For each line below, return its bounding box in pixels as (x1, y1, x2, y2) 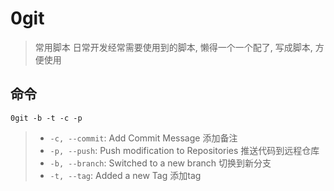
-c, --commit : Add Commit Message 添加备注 (49, 132, 238, 144)
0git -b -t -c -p (10, 113, 83, 123)
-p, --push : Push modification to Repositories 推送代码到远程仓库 (49, 144, 320, 156)
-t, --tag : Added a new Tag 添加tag (49, 169, 202, 181)
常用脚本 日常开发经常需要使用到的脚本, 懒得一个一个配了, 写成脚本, (34, 41, 313, 53)
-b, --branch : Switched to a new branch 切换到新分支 (49, 157, 272, 169)
